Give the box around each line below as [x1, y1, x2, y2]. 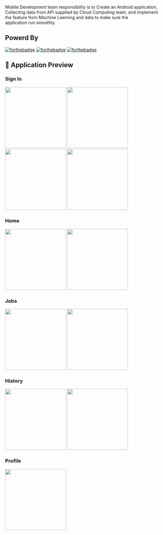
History [5, 378, 23, 385]
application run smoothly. [5, 20, 56, 25]
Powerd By [5, 34, 38, 42]
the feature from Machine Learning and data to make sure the [5, 15, 128, 20]
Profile [5, 457, 21, 464]
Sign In [5, 76, 22, 82]
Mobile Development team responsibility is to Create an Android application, [5, 4, 158, 10]
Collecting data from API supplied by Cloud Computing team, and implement [5, 9, 158, 15]
